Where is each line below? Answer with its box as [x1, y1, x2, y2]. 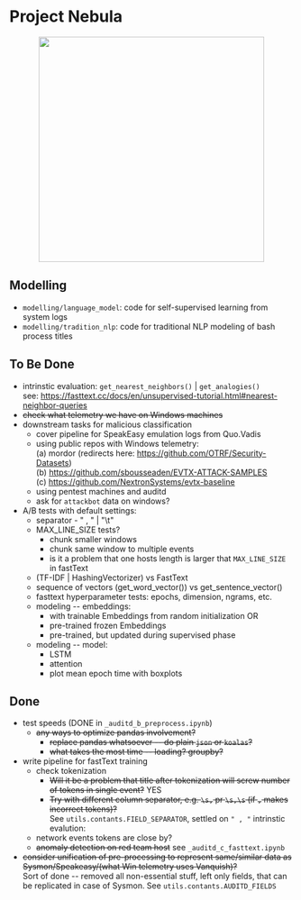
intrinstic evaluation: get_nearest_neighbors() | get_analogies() [22, 380, 260, 391]
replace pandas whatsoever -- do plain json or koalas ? [49, 737, 253, 748]
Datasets [35, 457, 69, 468]
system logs [22, 311, 68, 322]
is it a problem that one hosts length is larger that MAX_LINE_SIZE [49, 552, 287, 564]
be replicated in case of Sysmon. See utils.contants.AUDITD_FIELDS [22, 880, 277, 891]
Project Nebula [9, 6, 123, 27]
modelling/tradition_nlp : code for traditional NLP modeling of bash [22, 321, 276, 332]
